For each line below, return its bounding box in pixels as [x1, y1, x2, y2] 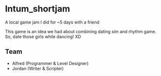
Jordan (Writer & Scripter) [12, 65, 64, 71]
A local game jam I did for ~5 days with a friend [5, 19, 99, 25]
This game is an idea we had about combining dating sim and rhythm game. [5, 28, 157, 34]
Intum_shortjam [5, 3, 70, 14]
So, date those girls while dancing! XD [5, 34, 81, 39]
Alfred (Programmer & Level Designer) [12, 60, 89, 66]
